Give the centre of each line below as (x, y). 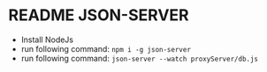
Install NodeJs (47, 40)
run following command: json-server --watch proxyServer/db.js (139, 58)
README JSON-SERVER (99, 15)
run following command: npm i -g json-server (106, 48)
